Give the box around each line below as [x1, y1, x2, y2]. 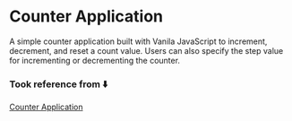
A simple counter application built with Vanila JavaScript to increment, [9, 36, 268, 47]
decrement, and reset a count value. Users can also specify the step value [9, 45, 284, 56]
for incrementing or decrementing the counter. [9, 55, 181, 65]
